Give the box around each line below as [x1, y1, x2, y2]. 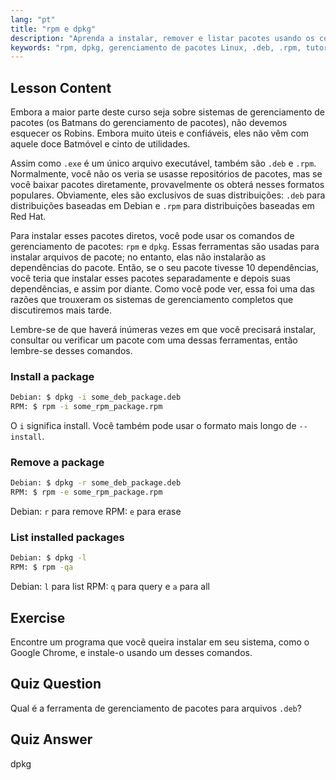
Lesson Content [10, 79, 112, 96]
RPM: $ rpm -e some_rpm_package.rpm [10, 487, 163, 498]
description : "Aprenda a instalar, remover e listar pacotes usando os [10, 33, 315, 43]
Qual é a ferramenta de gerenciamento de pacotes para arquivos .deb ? [10, 702, 302, 714]
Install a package [10, 369, 95, 383]
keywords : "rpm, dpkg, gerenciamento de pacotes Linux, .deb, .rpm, [10, 42, 302, 53]
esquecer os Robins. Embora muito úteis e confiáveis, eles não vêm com [10, 127, 310, 140]
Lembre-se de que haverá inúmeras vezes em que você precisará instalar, [10, 324, 316, 336]
